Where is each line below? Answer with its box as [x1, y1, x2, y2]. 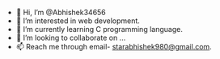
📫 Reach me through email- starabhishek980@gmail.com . [15, 42, 212, 51]
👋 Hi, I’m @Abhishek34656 [15, 8, 107, 17]
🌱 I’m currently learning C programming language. [15, 25, 184, 33]
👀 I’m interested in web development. [15, 16, 140, 26]
